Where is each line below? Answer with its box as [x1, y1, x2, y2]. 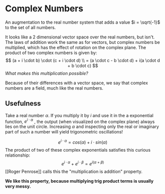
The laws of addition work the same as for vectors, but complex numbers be [5, 39, 160, 45]
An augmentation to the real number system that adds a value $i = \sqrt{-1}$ [5, 19, 161, 25]
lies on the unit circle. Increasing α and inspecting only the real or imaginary [5, 124, 159, 129]
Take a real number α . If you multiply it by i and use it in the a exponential [5, 112, 154, 118]
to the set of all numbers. [5, 24, 56, 30]
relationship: [5, 152, 31, 158]
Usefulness [5, 99, 41, 108]
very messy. [5, 183, 31, 189]
